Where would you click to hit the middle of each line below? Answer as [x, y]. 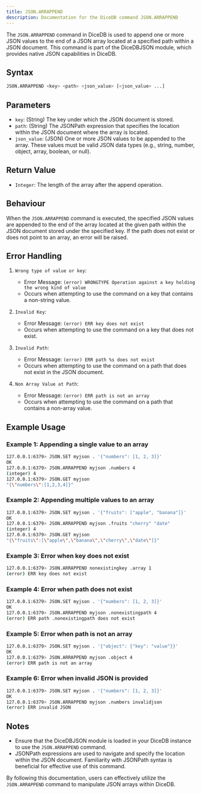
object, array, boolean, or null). [53, 151]
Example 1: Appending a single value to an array [77, 444]
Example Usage [36, 427]
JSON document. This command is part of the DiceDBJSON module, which [99, 47]
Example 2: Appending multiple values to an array [80, 500]
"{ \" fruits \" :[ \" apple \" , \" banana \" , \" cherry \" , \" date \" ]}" [83, 541]
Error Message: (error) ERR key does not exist [84, 323]
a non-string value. [47, 300]
